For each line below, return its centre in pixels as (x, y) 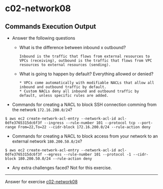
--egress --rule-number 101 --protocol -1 (88, 155)
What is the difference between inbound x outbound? (73, 47)
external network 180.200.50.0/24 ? (47, 141)
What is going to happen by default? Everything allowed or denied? (86, 74)
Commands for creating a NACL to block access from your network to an (85, 136)
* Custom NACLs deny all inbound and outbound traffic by (79, 91)
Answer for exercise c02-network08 (41, 182)
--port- (145, 123)
